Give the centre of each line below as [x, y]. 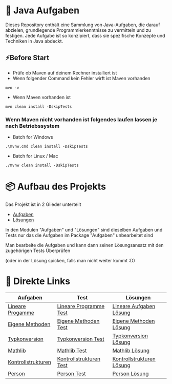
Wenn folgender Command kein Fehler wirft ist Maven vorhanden [81, 78]
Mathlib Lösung [131, 350]
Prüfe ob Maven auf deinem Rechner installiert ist [65, 73]
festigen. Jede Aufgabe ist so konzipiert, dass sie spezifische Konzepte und [85, 35]
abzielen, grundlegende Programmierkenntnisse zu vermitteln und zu [78, 30]
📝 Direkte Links [38, 281]
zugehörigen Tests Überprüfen [38, 251]
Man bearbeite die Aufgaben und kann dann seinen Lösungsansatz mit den [84, 245]
